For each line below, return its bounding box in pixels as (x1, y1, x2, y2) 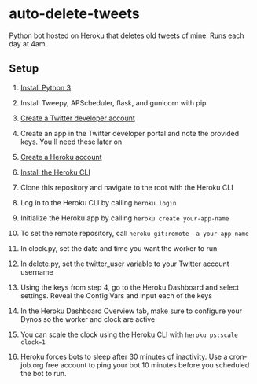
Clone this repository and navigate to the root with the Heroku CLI (20, 183, 234, 192)
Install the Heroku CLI (20, 167, 91, 177)
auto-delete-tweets (9, 5, 140, 23)
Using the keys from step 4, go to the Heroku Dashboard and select (20, 282, 240, 292)
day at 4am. (9, 39, 48, 48)
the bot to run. (20, 368, 67, 378)
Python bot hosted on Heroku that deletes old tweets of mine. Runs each (9, 31, 244, 40)
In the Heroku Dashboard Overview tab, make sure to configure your (20, 306, 243, 316)
